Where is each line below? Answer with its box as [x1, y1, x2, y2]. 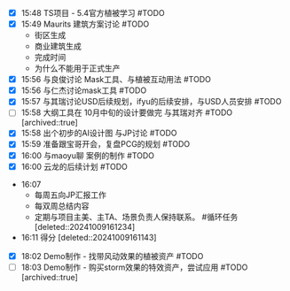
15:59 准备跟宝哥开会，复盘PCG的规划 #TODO [20, 139, 191, 149]
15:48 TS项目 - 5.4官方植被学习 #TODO [20, 8, 165, 18]
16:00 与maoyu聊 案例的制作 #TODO [20, 149, 155, 161]
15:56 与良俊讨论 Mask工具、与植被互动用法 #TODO [20, 74, 212, 85]
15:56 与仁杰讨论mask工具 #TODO [20, 85, 147, 96]
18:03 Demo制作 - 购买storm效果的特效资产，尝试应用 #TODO [20, 262, 248, 272]
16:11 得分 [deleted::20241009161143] [20, 232, 157, 242]
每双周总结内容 [34, 200, 90, 211]
